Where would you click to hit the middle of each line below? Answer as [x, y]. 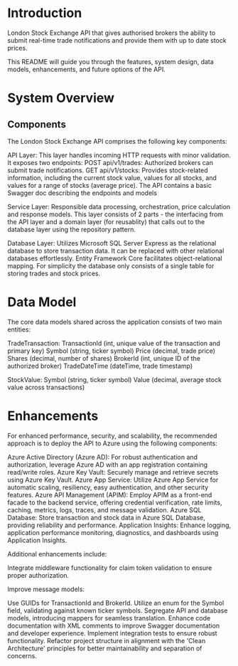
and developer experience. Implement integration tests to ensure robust [113, 633]
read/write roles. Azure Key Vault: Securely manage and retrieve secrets [113, 472]
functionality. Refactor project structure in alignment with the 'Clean [107, 640]
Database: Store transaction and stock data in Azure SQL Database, [107, 517]
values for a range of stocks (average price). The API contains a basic [109, 185]
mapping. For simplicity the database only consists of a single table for [111, 265]
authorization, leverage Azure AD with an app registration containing [108, 465]
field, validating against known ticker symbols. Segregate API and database [118, 610]
